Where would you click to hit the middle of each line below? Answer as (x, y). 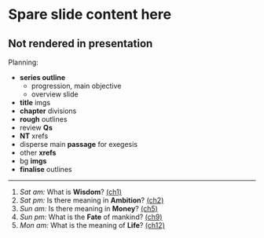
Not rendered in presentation (81, 44)
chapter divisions (48, 111)
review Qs (36, 128)
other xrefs (38, 152)
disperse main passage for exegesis (79, 144)
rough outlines (43, 119)
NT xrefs (34, 136)
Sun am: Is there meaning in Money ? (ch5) (89, 209)
